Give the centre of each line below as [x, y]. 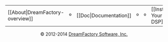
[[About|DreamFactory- [36, 12]
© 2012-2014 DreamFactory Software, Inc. [84, 34]
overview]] [20, 18]
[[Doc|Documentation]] [104, 15]
